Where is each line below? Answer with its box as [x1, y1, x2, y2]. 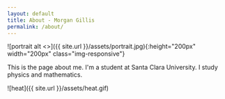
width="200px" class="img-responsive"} [7, 49, 125, 58]
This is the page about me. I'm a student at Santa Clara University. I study [7, 63, 218, 72]
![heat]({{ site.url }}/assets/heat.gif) [7, 84, 109, 93]
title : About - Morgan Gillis [7, 17, 95, 24]
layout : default [7, 10, 54, 17]
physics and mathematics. [7, 70, 82, 79]
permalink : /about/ [7, 23, 64, 30]
